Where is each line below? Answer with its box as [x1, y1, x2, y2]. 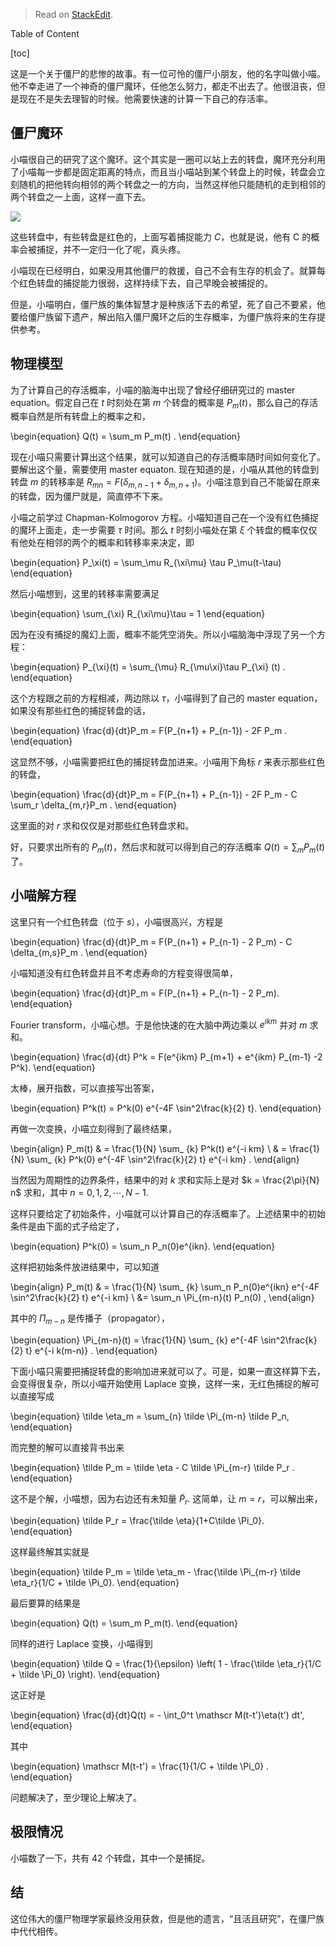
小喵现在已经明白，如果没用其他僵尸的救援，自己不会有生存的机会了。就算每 [10, 264, 326, 276]
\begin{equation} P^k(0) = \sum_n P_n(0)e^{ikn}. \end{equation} [10, 1240, 276, 1253]
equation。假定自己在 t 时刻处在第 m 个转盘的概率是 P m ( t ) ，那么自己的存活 [10, 396, 319, 411]
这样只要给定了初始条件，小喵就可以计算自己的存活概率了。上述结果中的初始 [10, 1208, 326, 1220]
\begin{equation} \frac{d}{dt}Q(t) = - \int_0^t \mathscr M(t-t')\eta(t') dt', [10, 1709, 305, 1721]
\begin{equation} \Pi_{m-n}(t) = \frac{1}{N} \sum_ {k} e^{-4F [10, 1334, 259, 1346]
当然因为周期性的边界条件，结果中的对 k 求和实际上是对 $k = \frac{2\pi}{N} [10, 1174, 320, 1186]
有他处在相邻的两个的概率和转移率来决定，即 [10, 537, 195, 549]
